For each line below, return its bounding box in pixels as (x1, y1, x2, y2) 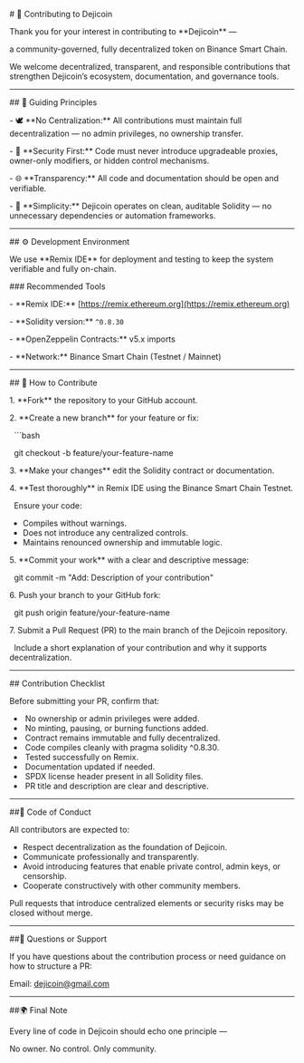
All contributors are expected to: (9, 825, 129, 835)
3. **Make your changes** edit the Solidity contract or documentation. (9, 465, 275, 476)
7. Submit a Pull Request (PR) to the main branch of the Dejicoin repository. (9, 625, 288, 635)
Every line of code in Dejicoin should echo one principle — (9, 1026, 228, 1037)
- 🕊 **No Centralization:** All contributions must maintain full (9, 115, 242, 126)
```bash (13, 430, 41, 440)
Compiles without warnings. (22, 517, 128, 528)
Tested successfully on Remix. (24, 752, 138, 762)
